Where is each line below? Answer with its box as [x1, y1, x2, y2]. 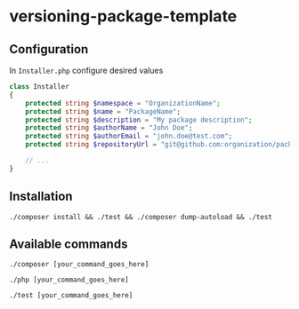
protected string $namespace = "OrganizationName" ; [25, 99, 221, 107]
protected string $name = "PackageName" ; [25, 107, 181, 116]
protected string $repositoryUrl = [25, 140, 158, 149]
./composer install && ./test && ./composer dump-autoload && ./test [9, 212, 273, 221]
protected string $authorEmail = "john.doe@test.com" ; [25, 131, 233, 141]
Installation [9, 189, 73, 204]
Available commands [9, 236, 128, 251]
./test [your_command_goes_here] [9, 291, 133, 300]
